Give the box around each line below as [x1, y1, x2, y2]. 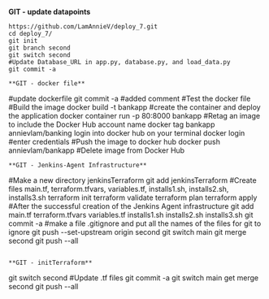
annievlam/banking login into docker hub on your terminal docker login [8, 128, 245, 137]
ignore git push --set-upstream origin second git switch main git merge [8, 227, 247, 236]
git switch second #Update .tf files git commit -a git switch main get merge [8, 273, 258, 283]
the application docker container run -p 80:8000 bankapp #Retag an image [8, 111, 261, 120]
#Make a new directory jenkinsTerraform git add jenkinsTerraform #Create [8, 175, 258, 185]
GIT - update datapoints [8, 7, 91, 16]
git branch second [8, 44, 71, 52]
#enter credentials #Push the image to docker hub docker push [8, 137, 221, 146]
